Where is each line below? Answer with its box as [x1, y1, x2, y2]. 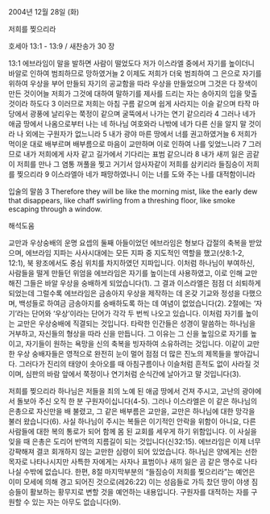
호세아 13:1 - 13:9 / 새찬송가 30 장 [8, 41, 115, 51]
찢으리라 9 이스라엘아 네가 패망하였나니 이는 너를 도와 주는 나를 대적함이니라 [16, 169, 255, 179]
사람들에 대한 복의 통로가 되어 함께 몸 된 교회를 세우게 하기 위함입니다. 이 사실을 [8, 427, 258, 436]
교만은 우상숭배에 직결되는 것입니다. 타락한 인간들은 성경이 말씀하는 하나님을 [16, 319, 256, 328]
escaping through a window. [8, 204, 102, 214]
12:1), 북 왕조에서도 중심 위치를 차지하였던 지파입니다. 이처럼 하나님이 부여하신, [8, 258, 255, 268]
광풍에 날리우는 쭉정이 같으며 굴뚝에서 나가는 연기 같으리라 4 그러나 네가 [29, 109, 256, 119]
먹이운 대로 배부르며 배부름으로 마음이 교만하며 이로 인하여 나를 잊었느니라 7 [8, 140, 247, 148]
